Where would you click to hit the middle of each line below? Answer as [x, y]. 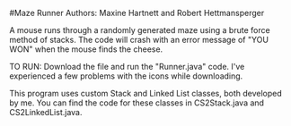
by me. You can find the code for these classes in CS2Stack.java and [137, 103]
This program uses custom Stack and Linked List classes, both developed [146, 93]
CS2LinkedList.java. [46, 112]
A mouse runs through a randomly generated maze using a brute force [140, 30]
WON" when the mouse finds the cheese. [86, 49]
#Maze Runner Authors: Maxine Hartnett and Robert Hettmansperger [137, 13]
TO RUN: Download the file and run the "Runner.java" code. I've [127, 67]
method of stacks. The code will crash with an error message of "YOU [139, 40]
